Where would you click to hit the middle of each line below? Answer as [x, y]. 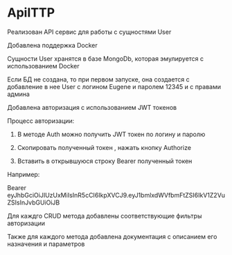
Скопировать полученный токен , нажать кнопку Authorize [104, 147]
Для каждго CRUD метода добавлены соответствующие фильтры [105, 216]
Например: [24, 174]
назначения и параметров [46, 244]
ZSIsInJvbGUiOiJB [34, 202]
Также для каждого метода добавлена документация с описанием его [112, 236]
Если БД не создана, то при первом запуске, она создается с [99, 79]
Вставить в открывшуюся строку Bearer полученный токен [105, 161]
